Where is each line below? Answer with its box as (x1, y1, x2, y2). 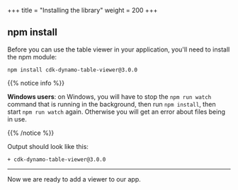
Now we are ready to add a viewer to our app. (7, 174, 141, 183)
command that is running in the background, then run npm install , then (7, 100, 216, 108)
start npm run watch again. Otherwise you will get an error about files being (7, 107, 225, 116)
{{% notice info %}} (7, 78, 65, 87)
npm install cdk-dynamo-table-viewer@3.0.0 (7, 66, 138, 73)
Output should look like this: (7, 142, 89, 150)
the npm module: (7, 52, 57, 61)
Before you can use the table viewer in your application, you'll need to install (7, 45, 230, 54)
